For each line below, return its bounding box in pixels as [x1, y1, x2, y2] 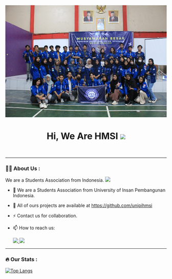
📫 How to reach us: [12, 225, 55, 231]
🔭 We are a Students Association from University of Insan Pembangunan [12, 187, 165, 194]
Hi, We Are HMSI [47, 131, 119, 142]
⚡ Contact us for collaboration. [12, 212, 78, 219]
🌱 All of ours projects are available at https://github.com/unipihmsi [12, 202, 153, 209]
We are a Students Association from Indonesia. [5, 177, 104, 183]
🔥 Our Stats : [5, 256, 37, 263]
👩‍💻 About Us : [5, 165, 40, 172]
